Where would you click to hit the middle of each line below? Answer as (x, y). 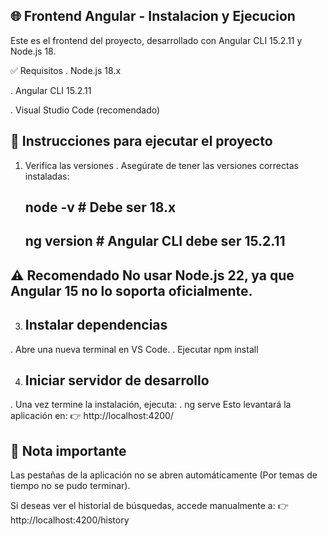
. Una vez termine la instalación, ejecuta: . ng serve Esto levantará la (151, 405)
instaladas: (47, 176)
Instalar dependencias (96, 325)
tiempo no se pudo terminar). (70, 486)
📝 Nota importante (68, 450)
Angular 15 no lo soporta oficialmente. (131, 290)
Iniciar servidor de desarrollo (117, 380)
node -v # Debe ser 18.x (100, 207)
